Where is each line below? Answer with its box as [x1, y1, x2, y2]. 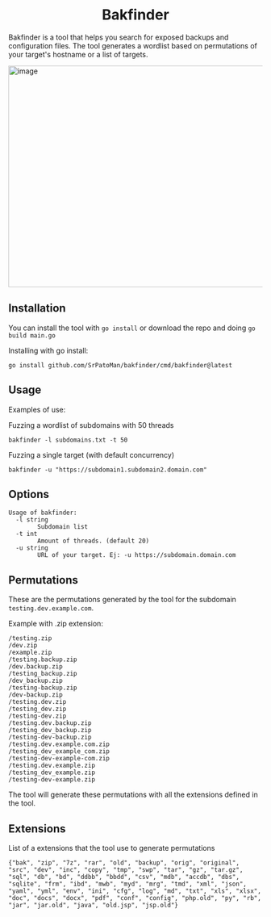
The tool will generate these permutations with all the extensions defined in [8, 789, 258, 800]
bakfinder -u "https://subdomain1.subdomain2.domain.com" [8, 466, 207, 474]
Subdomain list [37, 523, 89, 531]
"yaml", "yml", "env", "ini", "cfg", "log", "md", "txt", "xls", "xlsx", [8, 887, 262, 895]
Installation [8, 301, 66, 316]
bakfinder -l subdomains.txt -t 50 [8, 436, 128, 444]
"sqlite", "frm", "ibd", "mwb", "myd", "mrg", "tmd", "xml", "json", [8, 880, 248, 888]
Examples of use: [8, 404, 66, 414]
